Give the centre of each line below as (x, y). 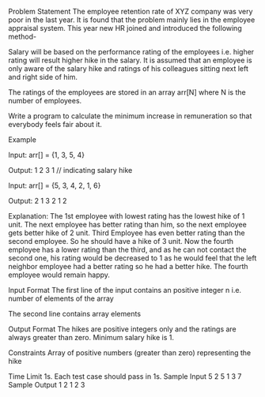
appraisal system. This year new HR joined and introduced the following (125, 28)
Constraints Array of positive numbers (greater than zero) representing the (130, 353)
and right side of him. (43, 77)
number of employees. (45, 101)
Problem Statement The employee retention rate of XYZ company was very (131, 11)
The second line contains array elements (74, 314)
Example (23, 140)
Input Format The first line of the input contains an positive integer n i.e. (125, 290)
